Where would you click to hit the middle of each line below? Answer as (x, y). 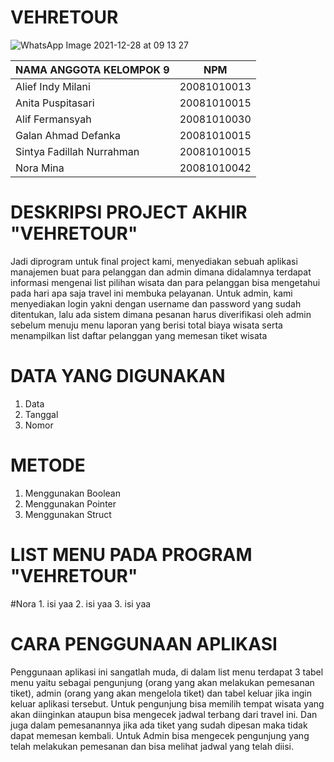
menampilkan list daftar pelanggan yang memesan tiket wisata (139, 335)
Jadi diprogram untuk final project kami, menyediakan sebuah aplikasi (154, 261)
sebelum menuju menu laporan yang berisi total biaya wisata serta (146, 325)
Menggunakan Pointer (70, 503)
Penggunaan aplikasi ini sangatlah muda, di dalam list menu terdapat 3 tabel (167, 672)
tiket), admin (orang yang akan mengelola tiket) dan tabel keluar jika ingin (161, 693)
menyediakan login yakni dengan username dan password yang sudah (156, 303)
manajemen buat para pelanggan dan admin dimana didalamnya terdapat (161, 272)
